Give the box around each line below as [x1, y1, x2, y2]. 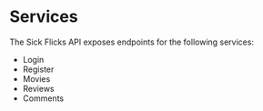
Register [22, 64, 55, 75]
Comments [22, 93, 65, 104]
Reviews [22, 83, 55, 94]
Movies [22, 73, 51, 84]
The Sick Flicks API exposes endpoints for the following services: [9, 36, 255, 47]
